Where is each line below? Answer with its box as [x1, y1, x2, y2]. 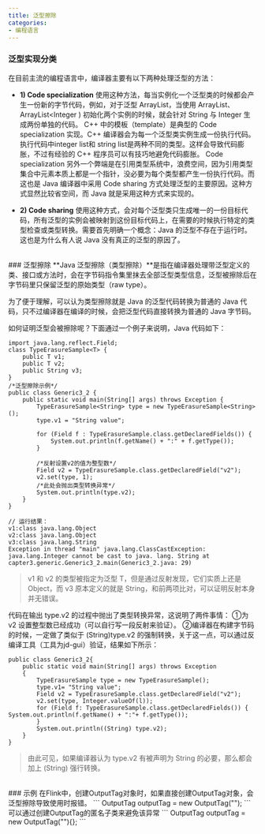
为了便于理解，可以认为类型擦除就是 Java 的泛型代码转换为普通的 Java [8, 297, 239, 306]
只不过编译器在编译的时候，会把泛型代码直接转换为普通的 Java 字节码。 [21, 306, 256, 316]
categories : [8, 19, 47, 27]
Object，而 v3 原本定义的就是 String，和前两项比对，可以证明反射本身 [27, 583, 256, 593]
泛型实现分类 [8, 54, 58, 65]
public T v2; [22, 360, 65, 368]
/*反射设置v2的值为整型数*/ [36, 459, 117, 467]
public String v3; [22, 366, 83, 375]
